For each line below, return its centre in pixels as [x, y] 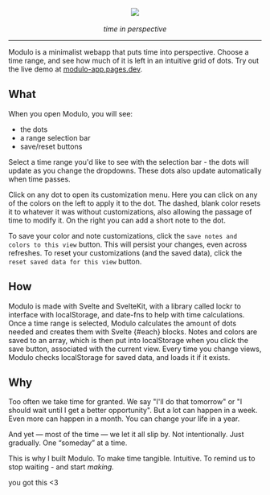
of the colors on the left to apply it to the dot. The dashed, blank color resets [135, 203]
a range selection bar [55, 137]
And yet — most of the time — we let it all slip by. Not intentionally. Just [126, 435]
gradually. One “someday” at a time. [68, 443]
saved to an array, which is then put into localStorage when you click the [129, 340]
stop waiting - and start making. [61, 467]
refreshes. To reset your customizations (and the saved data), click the [125, 252]
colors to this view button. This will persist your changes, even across [128, 244]
